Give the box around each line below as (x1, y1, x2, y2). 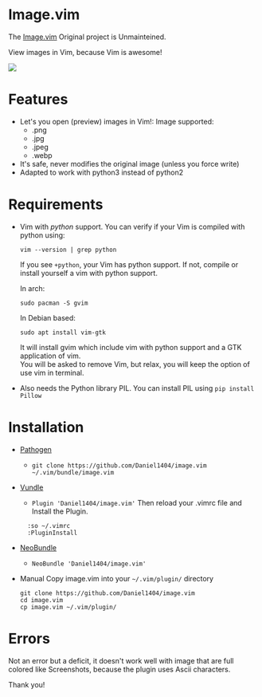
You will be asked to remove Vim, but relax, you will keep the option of (19, 359, 251, 368)
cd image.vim (19, 596, 64, 604)
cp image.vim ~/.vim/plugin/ (19, 603, 117, 611)
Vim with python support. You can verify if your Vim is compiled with (19, 222, 245, 231)
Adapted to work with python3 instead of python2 (19, 167, 184, 177)
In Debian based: (19, 313, 76, 322)
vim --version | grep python (19, 246, 117, 254)
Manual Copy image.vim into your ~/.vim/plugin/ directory (19, 573, 213, 583)
